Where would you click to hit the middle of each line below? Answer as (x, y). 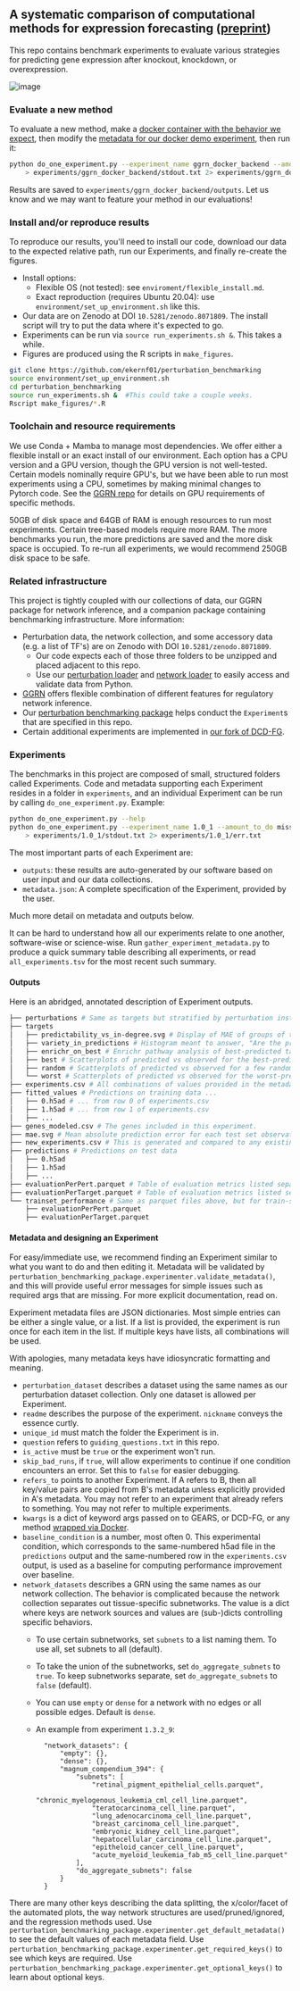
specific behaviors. (57, 1622)
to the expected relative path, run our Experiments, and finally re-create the (148, 251)
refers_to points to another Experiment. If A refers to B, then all (139, 1480)
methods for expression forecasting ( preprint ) (140, 29)
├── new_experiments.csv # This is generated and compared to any (135, 1143)
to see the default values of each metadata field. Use (107, 1939)
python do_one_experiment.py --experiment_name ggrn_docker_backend (139, 164)
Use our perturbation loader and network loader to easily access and (162, 675)
